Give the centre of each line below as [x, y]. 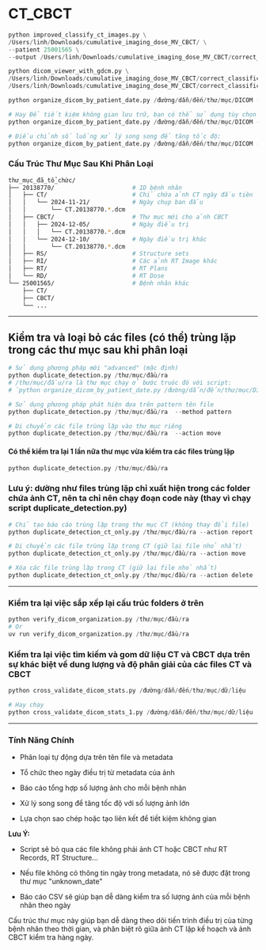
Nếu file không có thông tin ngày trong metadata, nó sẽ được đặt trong [135, 873]
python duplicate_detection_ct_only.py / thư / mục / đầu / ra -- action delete [131, 576]
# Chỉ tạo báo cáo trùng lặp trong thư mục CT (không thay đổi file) [129, 524]
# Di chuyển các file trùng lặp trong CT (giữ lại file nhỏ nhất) [125, 546]
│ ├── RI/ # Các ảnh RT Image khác [113, 261]
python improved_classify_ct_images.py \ [78, 35]
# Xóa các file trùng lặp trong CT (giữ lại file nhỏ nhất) [113, 568]
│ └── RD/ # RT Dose [86, 276]
